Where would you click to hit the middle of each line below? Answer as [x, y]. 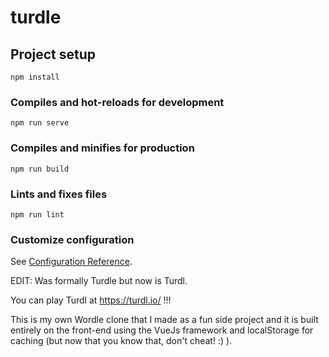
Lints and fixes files [59, 194]
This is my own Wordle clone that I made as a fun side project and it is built [164, 320]
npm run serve [40, 123]
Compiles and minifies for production [102, 148]
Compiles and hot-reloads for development [117, 102]
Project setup [53, 54]
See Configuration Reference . [71, 262]
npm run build [40, 169]
